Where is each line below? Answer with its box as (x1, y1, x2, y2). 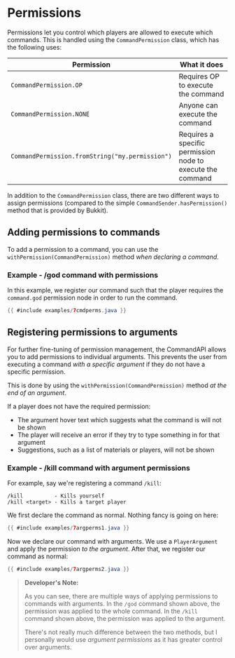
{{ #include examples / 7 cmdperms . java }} (7, 307, 127, 314)
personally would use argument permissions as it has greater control (24, 635, 222, 643)
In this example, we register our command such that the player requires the (7, 286, 224, 295)
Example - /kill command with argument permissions (7, 463, 190, 473)
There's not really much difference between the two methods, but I (24, 628, 218, 636)
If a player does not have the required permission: (7, 402, 151, 410)
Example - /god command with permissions (7, 270, 159, 280)
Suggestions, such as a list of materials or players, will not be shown (17, 445, 215, 454)
